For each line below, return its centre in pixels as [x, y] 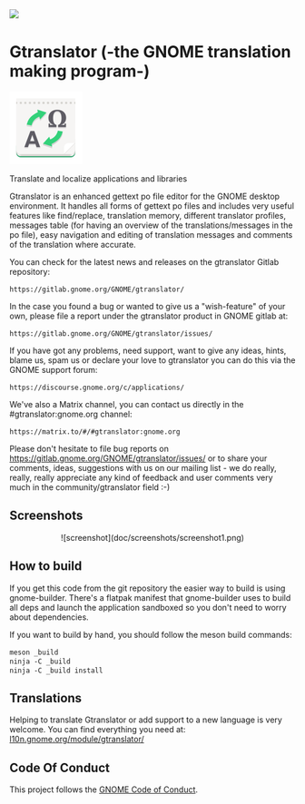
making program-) [80, 71]
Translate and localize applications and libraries [98, 178]
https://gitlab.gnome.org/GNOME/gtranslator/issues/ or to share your [138, 458]
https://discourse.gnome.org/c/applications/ [97, 387]
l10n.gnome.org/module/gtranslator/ [77, 740]
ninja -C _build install [56, 671]
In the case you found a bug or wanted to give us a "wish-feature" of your [148, 306]
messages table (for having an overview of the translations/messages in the [151, 225]
